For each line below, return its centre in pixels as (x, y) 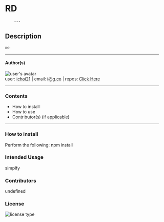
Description (23, 36)
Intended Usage (24, 157)
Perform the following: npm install (39, 145)
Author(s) (15, 63)
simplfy (13, 168)
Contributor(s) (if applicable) (41, 117)
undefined (15, 191)
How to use (24, 112)
